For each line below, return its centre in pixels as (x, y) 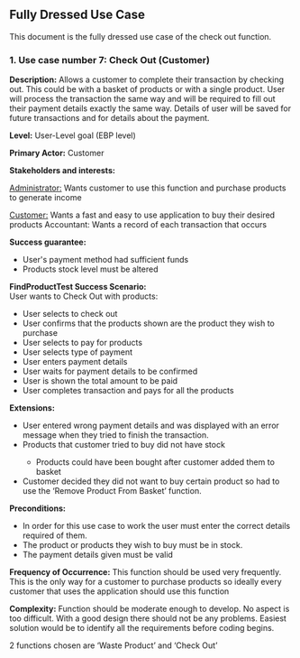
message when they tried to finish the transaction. (115, 435)
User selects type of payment (77, 352)
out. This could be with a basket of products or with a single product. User (147, 89)
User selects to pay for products (82, 343)
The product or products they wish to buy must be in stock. (132, 545)
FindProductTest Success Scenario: (78, 287)
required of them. (55, 535)
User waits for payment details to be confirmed (110, 371)
